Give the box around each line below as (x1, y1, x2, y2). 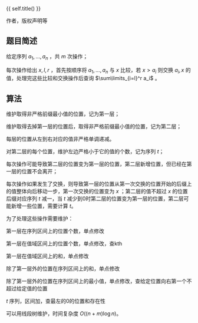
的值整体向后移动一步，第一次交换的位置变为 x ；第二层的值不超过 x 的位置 (6, 188, 189, 195)
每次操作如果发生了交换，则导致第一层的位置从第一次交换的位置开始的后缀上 (6, 180, 192, 187)
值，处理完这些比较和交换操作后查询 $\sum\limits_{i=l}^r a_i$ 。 (6, 75, 160, 82)
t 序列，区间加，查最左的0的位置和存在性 (6, 298, 106, 305)
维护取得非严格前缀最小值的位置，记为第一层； (6, 110, 120, 117)
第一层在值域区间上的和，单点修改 (6, 253, 89, 260)
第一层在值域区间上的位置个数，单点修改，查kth (6, 240, 123, 247)
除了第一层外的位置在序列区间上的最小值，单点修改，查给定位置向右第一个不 (6, 278, 192, 285)
